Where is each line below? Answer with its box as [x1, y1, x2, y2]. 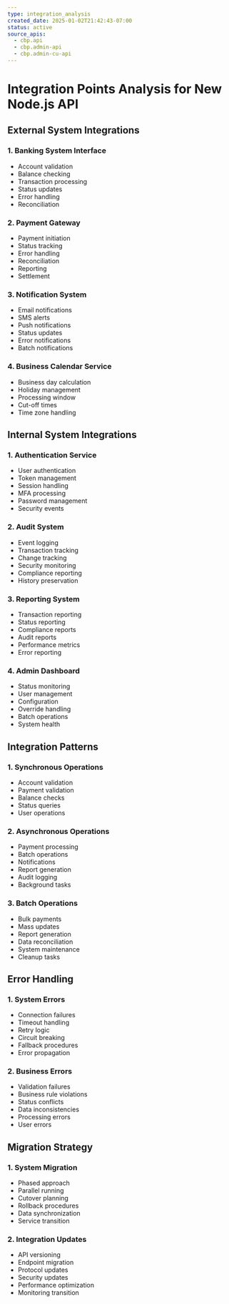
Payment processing [17, 842, 78, 851]
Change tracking [17, 554, 67, 562]
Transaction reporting [17, 610, 82, 618]
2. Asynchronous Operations [7, 826, 110, 836]
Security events [17, 504, 64, 513]
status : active [7, 24, 53, 31]
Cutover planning [17, 1194, 69, 1203]
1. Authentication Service [7, 450, 97, 460]
